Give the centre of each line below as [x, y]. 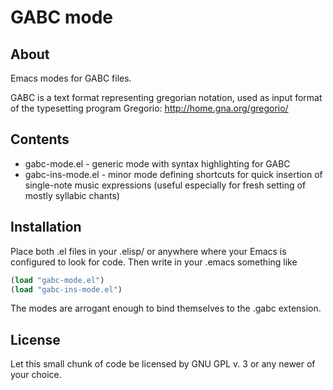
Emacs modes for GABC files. [71, 78]
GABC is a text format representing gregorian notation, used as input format [166, 97]
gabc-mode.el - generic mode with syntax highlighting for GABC [157, 163]
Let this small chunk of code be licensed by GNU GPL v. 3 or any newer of [163, 364]
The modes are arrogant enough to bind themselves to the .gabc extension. [166, 308]
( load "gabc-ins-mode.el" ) [66, 289]
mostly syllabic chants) [72, 195]
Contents [40, 139]
